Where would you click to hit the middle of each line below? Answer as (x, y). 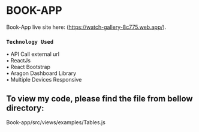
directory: (25, 108)
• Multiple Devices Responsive (44, 80)
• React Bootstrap (28, 67)
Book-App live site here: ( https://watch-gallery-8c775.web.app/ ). (86, 27)
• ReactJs (19, 61)
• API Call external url (33, 54)
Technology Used (30, 42)
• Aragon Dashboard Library (41, 73)
